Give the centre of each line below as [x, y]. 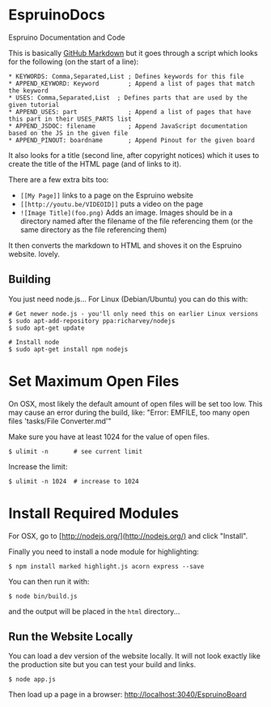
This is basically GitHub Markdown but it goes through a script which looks [133, 53]
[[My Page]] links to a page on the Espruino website [107, 195]
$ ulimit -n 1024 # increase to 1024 [74, 481]
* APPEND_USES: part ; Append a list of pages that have [130, 112]
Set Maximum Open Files [94, 381]
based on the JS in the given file [68, 133]
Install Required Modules [94, 513]
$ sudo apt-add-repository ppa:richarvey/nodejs [92, 321]
